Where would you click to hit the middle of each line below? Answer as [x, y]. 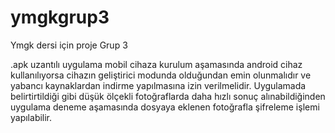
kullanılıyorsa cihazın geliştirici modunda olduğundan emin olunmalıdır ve [161, 75]
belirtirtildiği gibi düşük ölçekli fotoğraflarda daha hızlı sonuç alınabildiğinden [168, 96]
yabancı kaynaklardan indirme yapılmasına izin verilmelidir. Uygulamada [158, 85]
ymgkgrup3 [60, 17]
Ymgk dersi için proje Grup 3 [69, 45]
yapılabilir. [31, 117]
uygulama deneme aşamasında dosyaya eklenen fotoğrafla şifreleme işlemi [165, 107]
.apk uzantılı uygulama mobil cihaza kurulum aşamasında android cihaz [156, 64]
